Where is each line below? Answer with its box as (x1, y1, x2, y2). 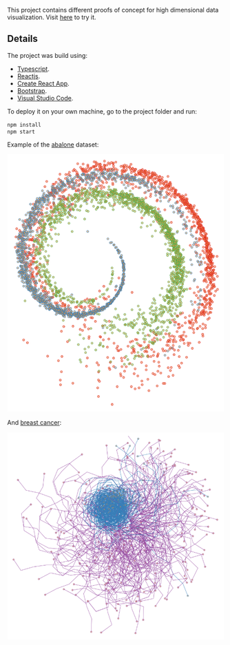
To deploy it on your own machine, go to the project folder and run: (7, 107, 198, 116)
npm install (7, 121, 41, 128)
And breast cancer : (7, 418, 62, 426)
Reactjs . (17, 72, 41, 80)
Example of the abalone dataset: (7, 140, 99, 149)
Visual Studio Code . (17, 94, 74, 102)
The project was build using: (7, 51, 88, 59)
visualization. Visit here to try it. (7, 13, 96, 21)
